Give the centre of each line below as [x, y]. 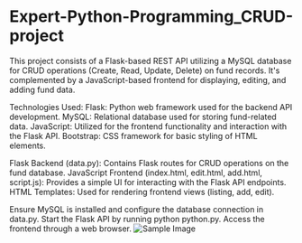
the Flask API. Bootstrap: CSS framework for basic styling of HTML [134, 136]
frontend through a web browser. [71, 229]
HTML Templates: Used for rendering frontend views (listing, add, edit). [142, 192]
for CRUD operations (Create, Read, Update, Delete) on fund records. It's [145, 70]
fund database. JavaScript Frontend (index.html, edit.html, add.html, [136, 173]
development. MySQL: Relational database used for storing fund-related [143, 117]
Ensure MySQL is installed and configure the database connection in [137, 209]
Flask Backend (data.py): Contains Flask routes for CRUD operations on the [149, 163]
